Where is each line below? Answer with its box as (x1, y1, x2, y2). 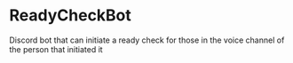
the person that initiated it (9, 43, 104, 54)
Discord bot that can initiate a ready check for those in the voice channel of (9, 35, 285, 45)
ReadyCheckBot (9, 5, 131, 26)
